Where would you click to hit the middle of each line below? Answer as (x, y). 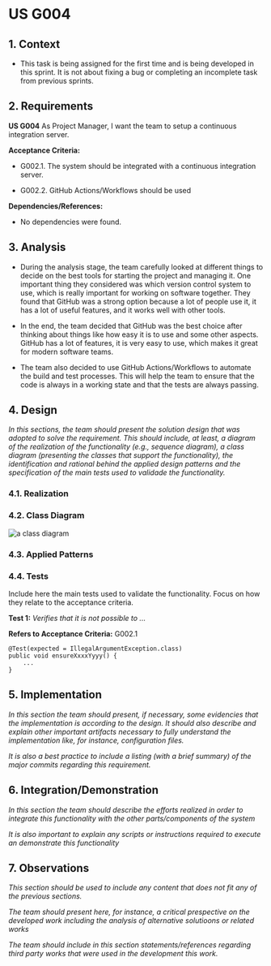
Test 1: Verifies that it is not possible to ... (77, 618)
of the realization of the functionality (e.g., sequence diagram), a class (127, 446)
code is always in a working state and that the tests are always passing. (139, 384)
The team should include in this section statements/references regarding (130, 945)
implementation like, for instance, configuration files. (96, 740)
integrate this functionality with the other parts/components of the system (132, 818)
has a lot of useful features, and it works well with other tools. (123, 310)
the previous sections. (45, 896)
